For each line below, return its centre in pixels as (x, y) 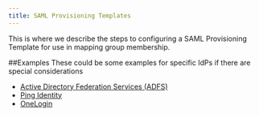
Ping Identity (41, 95)
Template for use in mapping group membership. (89, 47)
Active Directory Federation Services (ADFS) (94, 86)
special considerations (46, 71)
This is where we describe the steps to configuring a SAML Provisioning (127, 38)
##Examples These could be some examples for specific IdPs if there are (129, 62)
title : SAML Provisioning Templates (70, 16)
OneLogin (36, 103)
